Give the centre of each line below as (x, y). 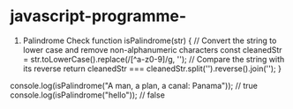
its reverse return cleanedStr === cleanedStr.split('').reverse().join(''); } (152, 69)
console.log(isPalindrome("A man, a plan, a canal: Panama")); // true (134, 85)
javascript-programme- (98, 16)
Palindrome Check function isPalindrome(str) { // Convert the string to (150, 40)
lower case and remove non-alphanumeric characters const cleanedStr (152, 49)
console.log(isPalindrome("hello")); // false (88, 95)
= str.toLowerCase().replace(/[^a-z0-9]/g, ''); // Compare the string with (154, 59)
